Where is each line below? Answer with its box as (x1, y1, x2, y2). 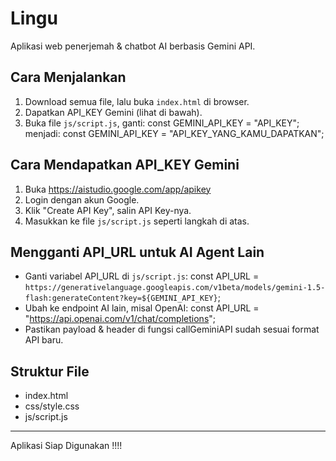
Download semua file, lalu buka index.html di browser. (24, 95, 250, 107)
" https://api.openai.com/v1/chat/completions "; (24, 313, 217, 325)
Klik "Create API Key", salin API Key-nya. (24, 204, 192, 216)
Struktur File (10, 363, 90, 380)
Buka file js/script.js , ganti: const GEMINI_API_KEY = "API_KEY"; (24, 117, 300, 129)
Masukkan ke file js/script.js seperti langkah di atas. (24, 215, 250, 227)
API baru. (24, 334, 64, 346)
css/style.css (24, 400, 80, 412)
